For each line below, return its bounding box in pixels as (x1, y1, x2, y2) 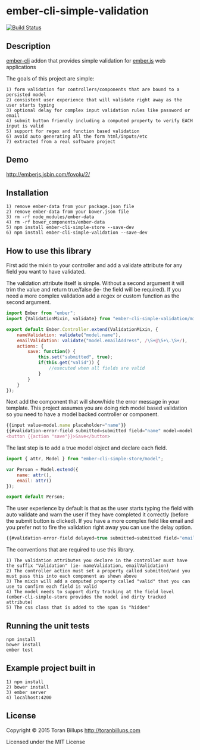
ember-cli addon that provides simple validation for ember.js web (6, 57, 166, 64)
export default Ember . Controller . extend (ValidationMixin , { (6, 326, 159, 332)
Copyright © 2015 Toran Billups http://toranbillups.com (6, 726, 141, 734)
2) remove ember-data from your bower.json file (6, 209, 129, 215)
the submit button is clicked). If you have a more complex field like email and (6, 517, 194, 525)
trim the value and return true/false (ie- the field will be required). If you (6, 286, 182, 293)
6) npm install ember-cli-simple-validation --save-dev (6, 230, 148, 236)
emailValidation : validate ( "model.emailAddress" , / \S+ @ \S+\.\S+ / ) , (17, 337, 187, 343)
